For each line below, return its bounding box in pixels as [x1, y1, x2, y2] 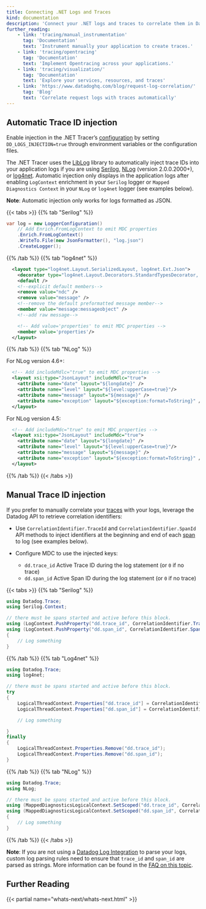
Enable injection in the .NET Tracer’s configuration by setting [6, 133, 159, 141]
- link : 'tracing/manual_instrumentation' [17, 32, 128, 38]
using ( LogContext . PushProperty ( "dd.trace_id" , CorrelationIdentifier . [6, 621, 193, 627]
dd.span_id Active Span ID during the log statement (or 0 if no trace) [24, 574, 197, 582]
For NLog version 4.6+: [6, 357, 65, 365]
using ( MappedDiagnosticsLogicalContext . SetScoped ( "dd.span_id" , [6, 808, 177, 814]
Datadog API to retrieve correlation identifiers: [6, 512, 123, 520]
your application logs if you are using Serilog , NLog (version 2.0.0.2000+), [6, 165, 194, 173]
